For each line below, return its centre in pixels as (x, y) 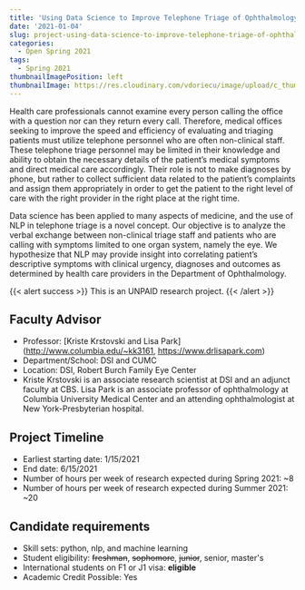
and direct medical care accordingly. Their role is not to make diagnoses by (150, 169)
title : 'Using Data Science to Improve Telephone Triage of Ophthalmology (154, 18)
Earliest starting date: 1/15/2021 (81, 459)
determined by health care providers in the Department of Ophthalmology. (148, 273)
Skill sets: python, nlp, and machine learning (105, 548)
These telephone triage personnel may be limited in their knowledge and (145, 150)
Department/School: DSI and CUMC (89, 360)
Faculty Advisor (55, 320)
